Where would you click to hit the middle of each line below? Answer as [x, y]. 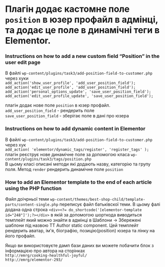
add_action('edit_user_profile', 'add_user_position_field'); [70, 88]
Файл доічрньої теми [27, 199]
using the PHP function [33, 188]
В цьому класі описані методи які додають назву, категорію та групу [78, 164]
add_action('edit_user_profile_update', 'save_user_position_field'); [79, 96]
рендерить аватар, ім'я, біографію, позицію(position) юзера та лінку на [80, 231]
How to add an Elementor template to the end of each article [79, 182]
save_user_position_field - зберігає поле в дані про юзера [67, 116]
